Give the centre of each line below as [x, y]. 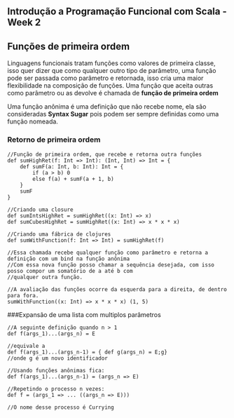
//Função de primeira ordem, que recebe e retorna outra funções [104, 154]
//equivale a [26, 346]
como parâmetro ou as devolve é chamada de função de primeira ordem [113, 93]
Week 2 [24, 23]
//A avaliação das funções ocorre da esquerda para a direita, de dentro [117, 289]
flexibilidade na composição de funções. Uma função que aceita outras [110, 86]
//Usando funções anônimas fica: [56, 370]
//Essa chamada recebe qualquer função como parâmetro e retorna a [108, 252]
